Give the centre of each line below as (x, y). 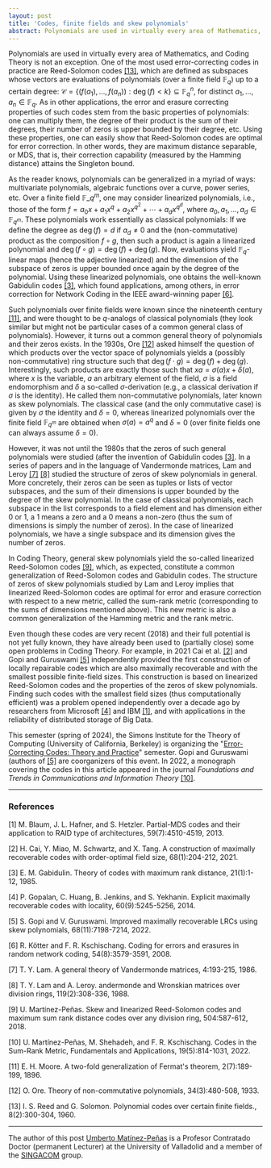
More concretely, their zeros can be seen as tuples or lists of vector (121, 483)
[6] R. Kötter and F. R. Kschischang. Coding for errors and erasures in (124, 945)
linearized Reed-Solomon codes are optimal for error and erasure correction (135, 593)
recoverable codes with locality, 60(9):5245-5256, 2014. (102, 905)
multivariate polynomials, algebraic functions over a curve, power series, (129, 188)
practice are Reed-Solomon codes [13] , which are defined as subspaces (128, 71)
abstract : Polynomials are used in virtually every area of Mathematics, (135, 31)
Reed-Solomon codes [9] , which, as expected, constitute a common (122, 567)
